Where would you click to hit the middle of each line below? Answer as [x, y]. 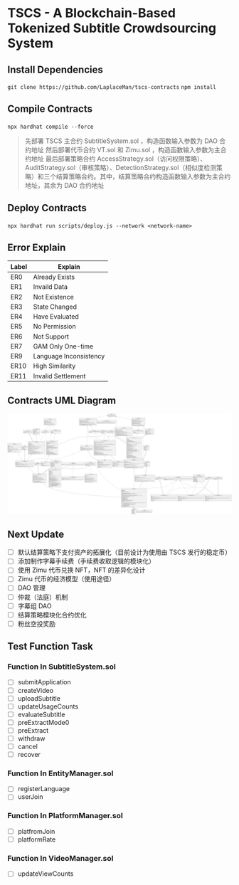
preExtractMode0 [43, 722]
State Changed [55, 307]
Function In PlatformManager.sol [65, 816]
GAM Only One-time [63, 346]
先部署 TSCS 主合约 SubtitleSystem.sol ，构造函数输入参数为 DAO [121, 141]
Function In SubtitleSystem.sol [62, 667]
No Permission [54, 327]
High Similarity [54, 366]
